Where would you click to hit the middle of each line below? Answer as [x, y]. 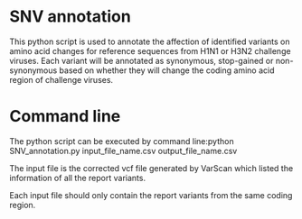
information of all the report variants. [78, 178]
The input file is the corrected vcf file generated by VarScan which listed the [151, 168]
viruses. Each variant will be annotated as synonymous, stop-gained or [142, 60]
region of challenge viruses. [61, 79]
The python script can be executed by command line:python [122, 141]
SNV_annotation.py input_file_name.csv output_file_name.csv [123, 151]
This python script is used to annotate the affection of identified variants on [150, 41]
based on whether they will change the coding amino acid [167, 70]
